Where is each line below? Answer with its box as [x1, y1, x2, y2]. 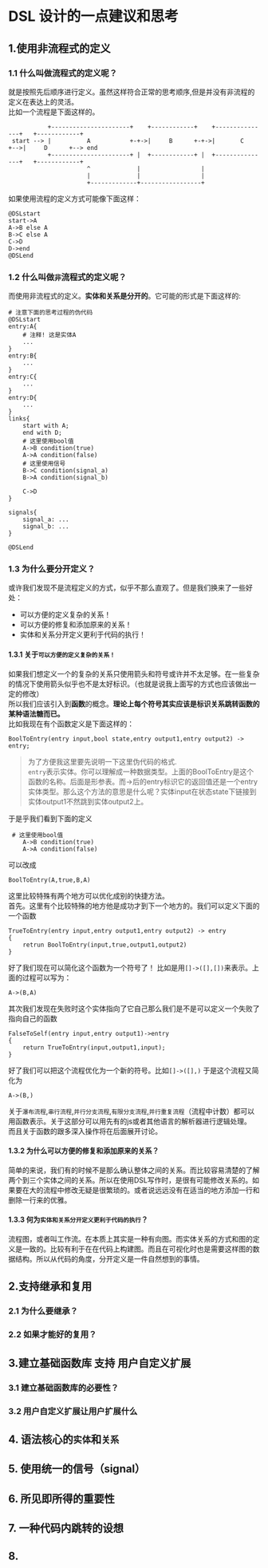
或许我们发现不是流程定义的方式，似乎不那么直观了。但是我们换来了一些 [8, 583, 246, 593]
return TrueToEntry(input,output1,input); [22, 1043, 166, 1052]
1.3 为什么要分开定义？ [8, 563, 96, 575]
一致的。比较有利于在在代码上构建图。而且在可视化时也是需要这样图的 [22, 1244, 253, 1254]
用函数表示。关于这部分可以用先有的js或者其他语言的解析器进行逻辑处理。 [8, 1116, 251, 1126]
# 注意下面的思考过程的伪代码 [8, 309, 93, 317]
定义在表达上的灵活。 [8, 97, 78, 106]
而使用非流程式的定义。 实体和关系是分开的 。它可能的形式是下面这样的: [8, 291, 242, 301]
